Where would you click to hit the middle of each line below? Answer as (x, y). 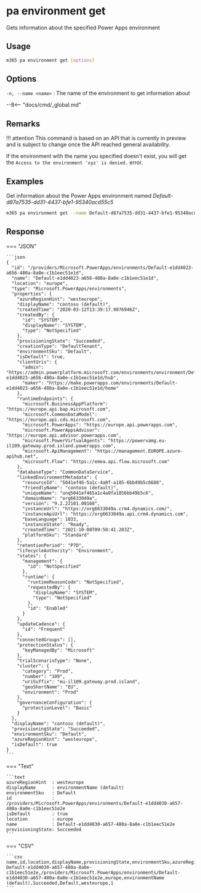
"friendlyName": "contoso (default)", (70, 488)
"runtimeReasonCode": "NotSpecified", (76, 582)
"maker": (33, 383)
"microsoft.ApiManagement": (57, 451)
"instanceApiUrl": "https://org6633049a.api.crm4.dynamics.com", (105, 514)
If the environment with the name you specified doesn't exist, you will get (96, 156)
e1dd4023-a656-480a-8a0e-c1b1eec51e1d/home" (63, 388)
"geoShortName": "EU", (50, 687)
